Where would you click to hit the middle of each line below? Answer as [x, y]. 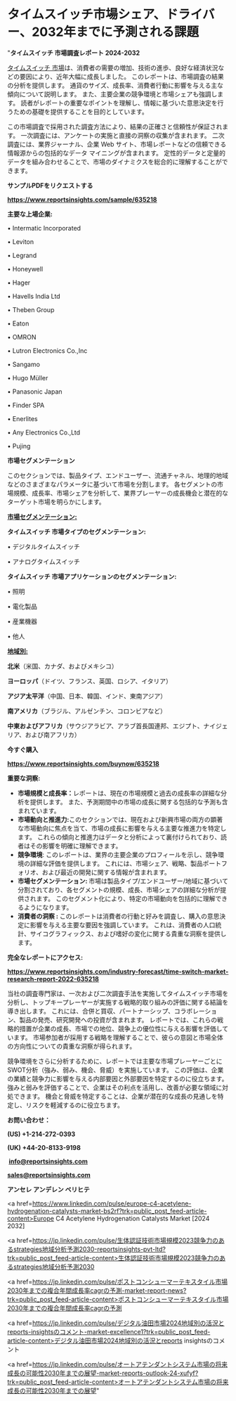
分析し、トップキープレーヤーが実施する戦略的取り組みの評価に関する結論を [118, 1002]
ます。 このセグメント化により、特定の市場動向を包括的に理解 [126, 898]
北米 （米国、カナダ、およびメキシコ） [63, 666]
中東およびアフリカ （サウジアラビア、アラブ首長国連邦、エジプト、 [105, 725]
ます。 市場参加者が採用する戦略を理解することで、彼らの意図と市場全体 [118, 1037]
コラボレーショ [196, 1011]
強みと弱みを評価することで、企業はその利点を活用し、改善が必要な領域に [115, 1087]
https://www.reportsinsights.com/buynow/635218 [83, 763]
